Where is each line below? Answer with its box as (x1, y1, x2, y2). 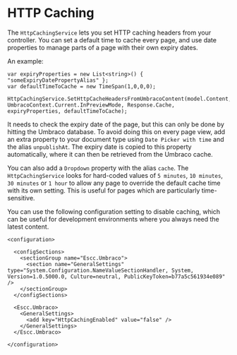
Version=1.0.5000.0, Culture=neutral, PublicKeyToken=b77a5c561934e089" (7, 273, 226, 280)
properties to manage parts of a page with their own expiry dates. (7, 43, 199, 52)
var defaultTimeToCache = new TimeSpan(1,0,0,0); (7, 83, 157, 90)
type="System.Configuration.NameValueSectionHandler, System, (7, 267, 194, 274)
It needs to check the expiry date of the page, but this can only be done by (7, 120, 224, 128)
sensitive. (7, 193, 35, 202)
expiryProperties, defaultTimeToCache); (7, 107, 128, 114)
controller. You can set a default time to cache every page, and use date (7, 35, 217, 44)
